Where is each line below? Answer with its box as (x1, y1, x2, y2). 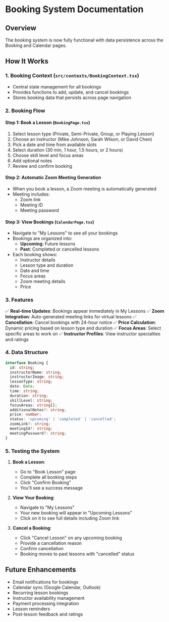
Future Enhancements (5, 565, 77, 574)
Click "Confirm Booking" (20, 479, 72, 486)
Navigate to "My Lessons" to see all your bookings (12, 230, 118, 236)
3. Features (5, 297, 34, 304)
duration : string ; (10, 393, 49, 398)
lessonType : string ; (10, 379, 53, 385)
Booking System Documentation (5, 4, 144, 15)
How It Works (5, 57, 49, 66)
